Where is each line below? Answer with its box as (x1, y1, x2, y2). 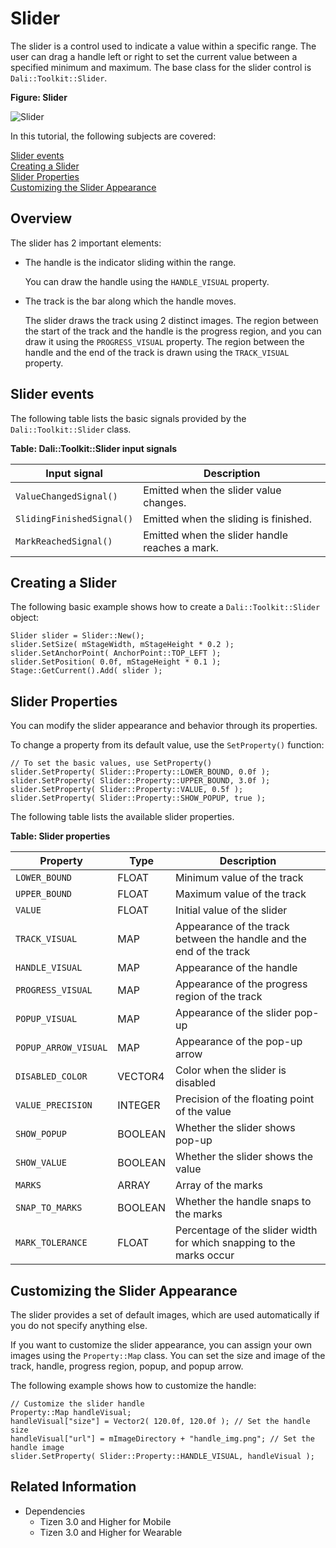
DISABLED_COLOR (15, 1071, 88, 1082)
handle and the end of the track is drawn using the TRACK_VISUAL (24, 346, 290, 358)
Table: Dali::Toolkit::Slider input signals (10, 442, 178, 454)
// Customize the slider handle (10, 1399, 145, 1409)
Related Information (10, 1478, 137, 1496)
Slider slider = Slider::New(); (10, 631, 145, 641)
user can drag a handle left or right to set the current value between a (10, 50, 298, 62)
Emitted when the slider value (143, 483, 282, 497)
